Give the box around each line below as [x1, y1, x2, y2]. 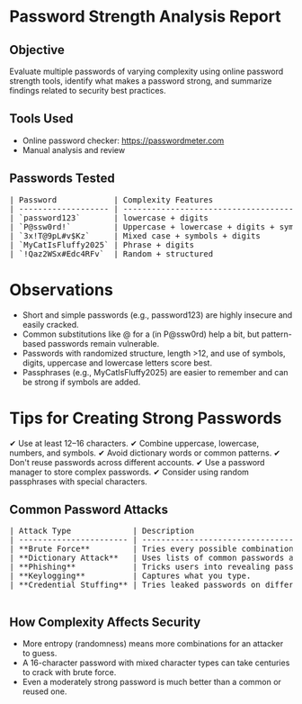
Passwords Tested [9, 171, 115, 186]
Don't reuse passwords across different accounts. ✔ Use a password [9, 456, 265, 467]
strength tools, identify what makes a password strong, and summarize [9, 76, 272, 86]
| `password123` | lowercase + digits [9, 212, 209, 222]
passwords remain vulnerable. [48, 338, 160, 348]
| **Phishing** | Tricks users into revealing [9, 562, 271, 573]
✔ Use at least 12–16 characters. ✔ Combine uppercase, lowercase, [9, 438, 260, 448]
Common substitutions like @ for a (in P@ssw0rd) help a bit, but [22, 329, 260, 339]
